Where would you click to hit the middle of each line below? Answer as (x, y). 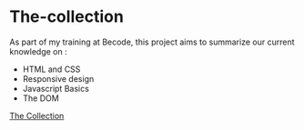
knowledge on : (39, 51)
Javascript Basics (56, 88)
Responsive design (58, 78)
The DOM (41, 98)
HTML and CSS (51, 69)
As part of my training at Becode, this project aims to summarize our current (152, 42)
